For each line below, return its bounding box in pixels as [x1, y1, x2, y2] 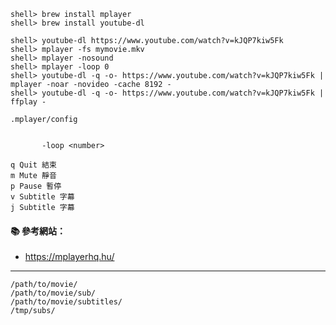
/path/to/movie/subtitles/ [10, 297, 123, 307]
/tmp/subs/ [10, 306, 56, 316]
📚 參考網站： [10, 225, 67, 237]
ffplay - [10, 97, 47, 107]
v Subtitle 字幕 [10, 192, 75, 202]
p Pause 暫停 [10, 181, 62, 191]
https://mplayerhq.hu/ [24, 251, 115, 263]
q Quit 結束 [10, 160, 57, 170]
